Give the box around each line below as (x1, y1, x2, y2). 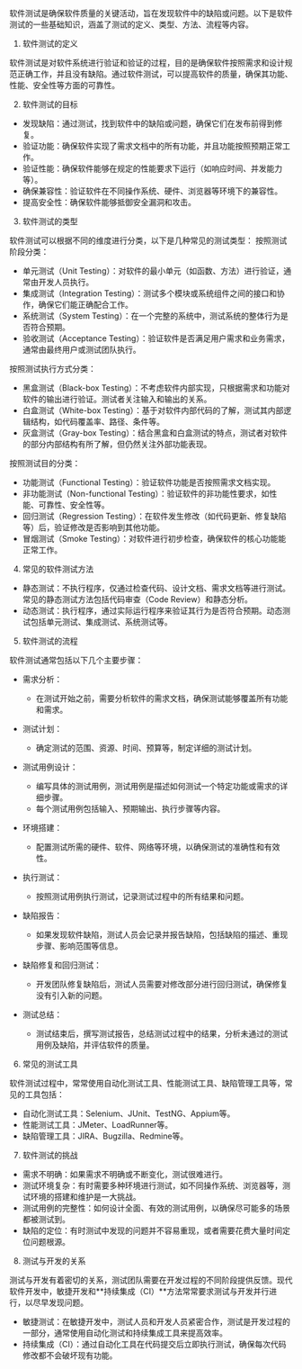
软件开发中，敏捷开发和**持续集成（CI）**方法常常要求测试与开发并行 (9, 1286, 270, 1296)
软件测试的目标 (22, 99, 78, 110)
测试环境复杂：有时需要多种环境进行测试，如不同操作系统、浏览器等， (22, 1180, 283, 1191)
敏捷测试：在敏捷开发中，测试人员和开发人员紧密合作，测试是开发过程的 (22, 1317, 290, 1327)
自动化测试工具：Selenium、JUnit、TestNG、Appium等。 (22, 1108, 235, 1119)
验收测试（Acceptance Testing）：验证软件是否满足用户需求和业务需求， (22, 333, 290, 344)
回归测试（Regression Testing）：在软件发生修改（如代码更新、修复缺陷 (22, 511, 287, 521)
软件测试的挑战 (22, 1150, 78, 1160)
